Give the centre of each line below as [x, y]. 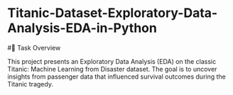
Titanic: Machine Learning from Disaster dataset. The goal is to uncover [112, 69]
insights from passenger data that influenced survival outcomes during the [116, 77]
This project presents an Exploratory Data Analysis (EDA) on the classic [112, 61]
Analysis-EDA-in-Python [82, 28]
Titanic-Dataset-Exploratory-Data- [113, 13]
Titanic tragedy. [30, 84]
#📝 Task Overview [34, 47]
